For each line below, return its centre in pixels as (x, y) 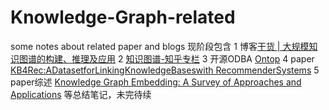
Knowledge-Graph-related (123, 17)
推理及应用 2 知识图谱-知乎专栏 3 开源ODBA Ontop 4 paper (193, 58)
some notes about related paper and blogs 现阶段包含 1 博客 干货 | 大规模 (160, 46)
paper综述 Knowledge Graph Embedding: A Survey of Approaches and (156, 82)
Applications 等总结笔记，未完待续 (81, 94)
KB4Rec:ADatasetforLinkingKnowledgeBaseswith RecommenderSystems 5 (165, 70)
